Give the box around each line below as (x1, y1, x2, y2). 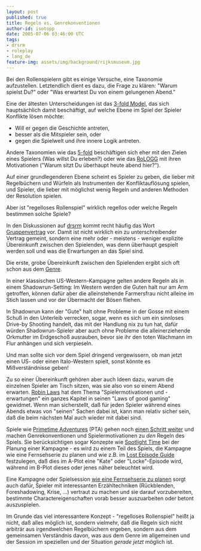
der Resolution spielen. (6, 192, 63, 199)
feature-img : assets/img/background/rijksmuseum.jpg (6, 59, 141, 65)
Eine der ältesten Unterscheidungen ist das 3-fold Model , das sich (6, 100, 169, 107)
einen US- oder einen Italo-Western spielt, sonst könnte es (6, 358, 151, 365)
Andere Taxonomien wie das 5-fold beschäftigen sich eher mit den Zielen (6, 148, 187, 156)
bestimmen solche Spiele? (6, 210, 71, 217)
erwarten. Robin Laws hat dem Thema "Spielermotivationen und (6, 388, 165, 396)
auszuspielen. (6, 501, 41, 508)
